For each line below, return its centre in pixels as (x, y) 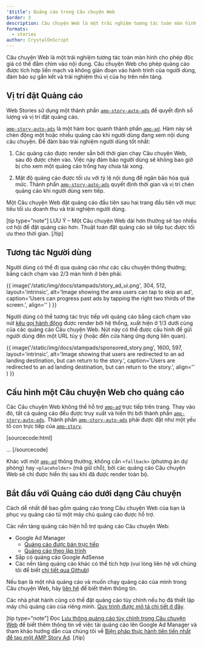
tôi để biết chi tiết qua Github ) (52, 570)
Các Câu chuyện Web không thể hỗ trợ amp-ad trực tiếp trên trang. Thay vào (101, 407)
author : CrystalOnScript (38, 40)
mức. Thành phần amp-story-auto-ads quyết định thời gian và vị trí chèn (105, 184)
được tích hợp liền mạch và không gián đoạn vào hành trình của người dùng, (101, 70)
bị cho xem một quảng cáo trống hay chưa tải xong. (79, 166)
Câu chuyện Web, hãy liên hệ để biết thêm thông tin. (72, 588)
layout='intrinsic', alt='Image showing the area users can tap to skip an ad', (100, 292)
